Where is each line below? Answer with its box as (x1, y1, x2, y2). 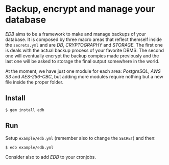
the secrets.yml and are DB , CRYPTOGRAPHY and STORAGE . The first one (5, 42, 163, 48)
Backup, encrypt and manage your (5, 3, 155, 15)
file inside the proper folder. (5, 79, 64, 85)
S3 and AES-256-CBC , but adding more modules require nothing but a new (5, 73, 163, 79)
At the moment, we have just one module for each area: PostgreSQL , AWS (5, 68, 161, 74)
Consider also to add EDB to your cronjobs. (5, 154, 96, 160)
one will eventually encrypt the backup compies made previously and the (5, 52, 159, 59)
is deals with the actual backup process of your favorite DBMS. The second (5, 47, 164, 53)
